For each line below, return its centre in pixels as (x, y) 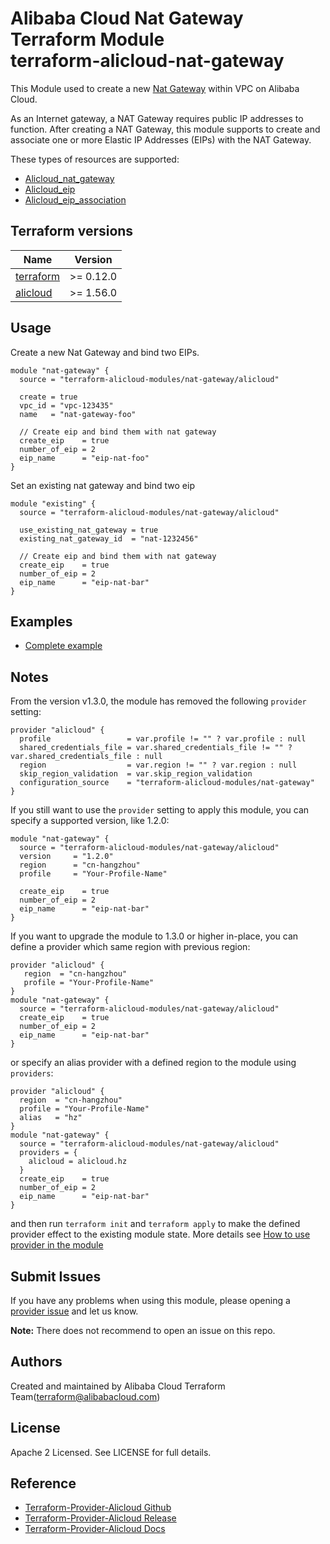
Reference (43, 1483)
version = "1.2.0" (66, 857)
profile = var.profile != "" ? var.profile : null (163, 739)
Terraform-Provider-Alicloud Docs (95, 1529)
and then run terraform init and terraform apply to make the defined (155, 1224)
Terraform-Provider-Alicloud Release (100, 1518)
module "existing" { (53, 503)
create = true (48, 397)
